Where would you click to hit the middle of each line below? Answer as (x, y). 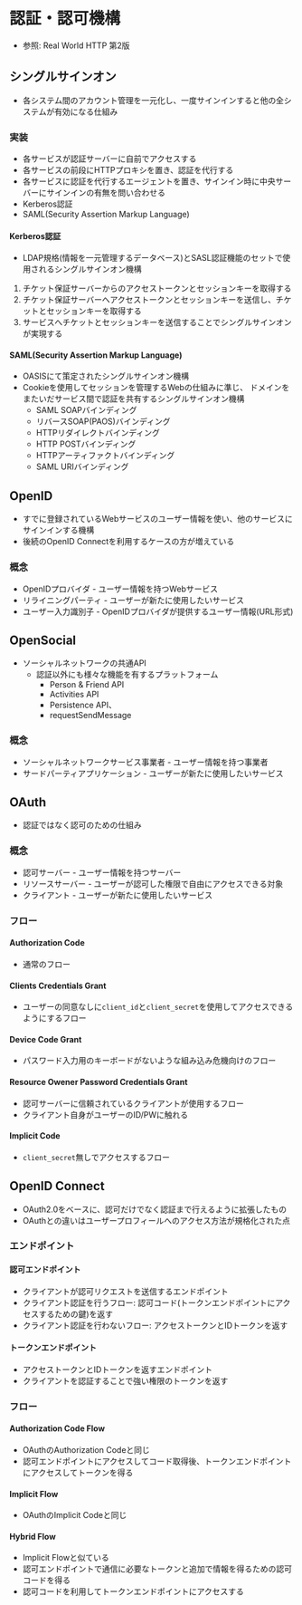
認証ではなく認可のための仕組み (82, 825)
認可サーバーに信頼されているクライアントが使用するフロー (133, 1103)
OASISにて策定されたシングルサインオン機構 (106, 376)
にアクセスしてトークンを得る (78, 1472)
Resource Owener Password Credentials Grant (99, 1081)
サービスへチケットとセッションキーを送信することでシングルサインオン (157, 322)
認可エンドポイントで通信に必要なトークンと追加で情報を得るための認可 (157, 1569)
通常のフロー (46, 964)
